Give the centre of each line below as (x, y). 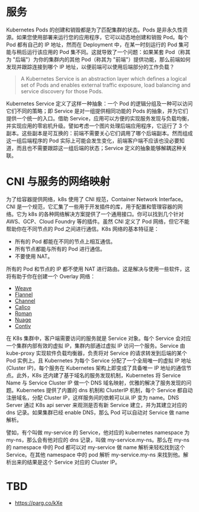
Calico (23, 307)
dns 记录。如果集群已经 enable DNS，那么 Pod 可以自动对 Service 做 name (98, 412)
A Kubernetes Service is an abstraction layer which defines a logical (104, 78)
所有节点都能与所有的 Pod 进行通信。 (60, 249)
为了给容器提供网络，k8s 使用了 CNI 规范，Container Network (82, 199)
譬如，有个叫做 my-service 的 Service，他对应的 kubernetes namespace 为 (98, 432)
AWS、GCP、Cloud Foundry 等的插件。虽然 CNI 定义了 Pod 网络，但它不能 (98, 221)
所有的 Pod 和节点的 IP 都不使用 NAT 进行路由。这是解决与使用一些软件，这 (98, 269)
